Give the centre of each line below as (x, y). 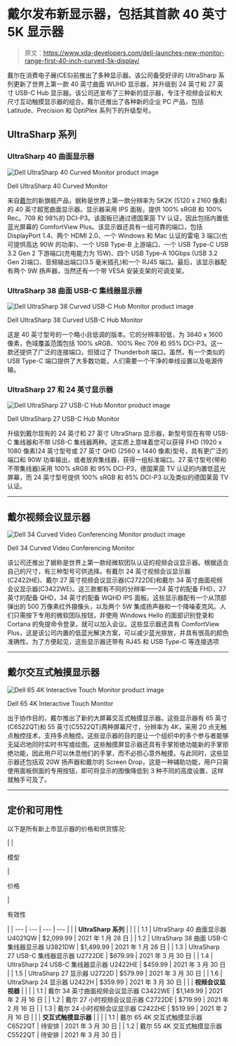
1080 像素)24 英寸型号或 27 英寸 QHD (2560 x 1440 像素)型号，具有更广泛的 (118, 451)
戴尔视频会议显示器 (49, 517)
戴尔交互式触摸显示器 (53, 672)
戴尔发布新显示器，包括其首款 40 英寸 (117, 14)
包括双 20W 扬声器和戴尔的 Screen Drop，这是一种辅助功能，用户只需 (127, 762)
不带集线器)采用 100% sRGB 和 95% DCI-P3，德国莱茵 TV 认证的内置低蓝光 (117, 469)
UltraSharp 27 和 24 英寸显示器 (60, 389)
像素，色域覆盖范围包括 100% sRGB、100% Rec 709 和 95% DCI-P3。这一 (115, 343)
